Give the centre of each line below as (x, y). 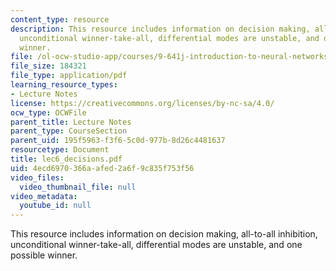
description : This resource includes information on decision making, (160, 29)
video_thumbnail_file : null (78, 187)
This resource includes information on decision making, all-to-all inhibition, (164, 234)
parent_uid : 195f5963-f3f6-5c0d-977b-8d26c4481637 (118, 141)
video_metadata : (44, 196)
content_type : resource (60, 19)
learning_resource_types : (64, 85)
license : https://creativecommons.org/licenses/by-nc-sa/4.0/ (142, 103)
